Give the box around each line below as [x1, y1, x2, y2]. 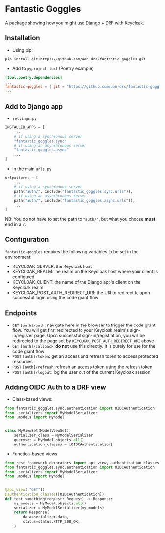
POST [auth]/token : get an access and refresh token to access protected [12, 353, 159, 359]
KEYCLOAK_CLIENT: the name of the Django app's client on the [12, 279, 141, 285]
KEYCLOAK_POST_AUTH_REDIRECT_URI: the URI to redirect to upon [12, 289, 151, 296]
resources [12, 358, 33, 364]
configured [12, 274, 35, 280]
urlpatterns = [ [5, 175, 38, 180]
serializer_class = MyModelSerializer [14, 433, 93, 438]
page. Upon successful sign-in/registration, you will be [34, 332, 145, 338]
